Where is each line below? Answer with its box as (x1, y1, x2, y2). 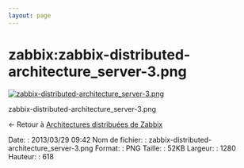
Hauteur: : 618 (8, 151, 54, 161)
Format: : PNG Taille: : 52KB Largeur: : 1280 (94, 143, 236, 153)
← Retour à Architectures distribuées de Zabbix (8, 120, 163, 129)
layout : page (8, 11, 51, 20)
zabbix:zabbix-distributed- (8, 45, 191, 63)
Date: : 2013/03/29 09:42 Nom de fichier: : (8, 135, 147, 144)
